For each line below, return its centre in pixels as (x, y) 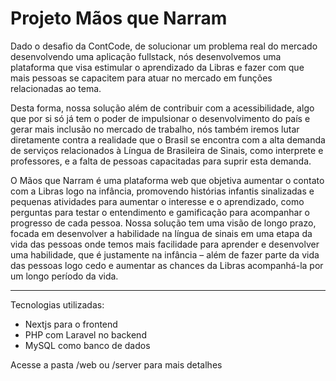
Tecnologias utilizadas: (57, 304)
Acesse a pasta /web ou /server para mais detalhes (116, 364)
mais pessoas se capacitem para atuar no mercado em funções (141, 78)
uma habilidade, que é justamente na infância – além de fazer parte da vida (165, 254)
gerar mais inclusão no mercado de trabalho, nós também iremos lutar (155, 129)
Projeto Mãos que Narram (119, 18)
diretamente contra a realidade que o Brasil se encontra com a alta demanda (168, 139)
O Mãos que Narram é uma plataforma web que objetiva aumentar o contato (167, 180)
